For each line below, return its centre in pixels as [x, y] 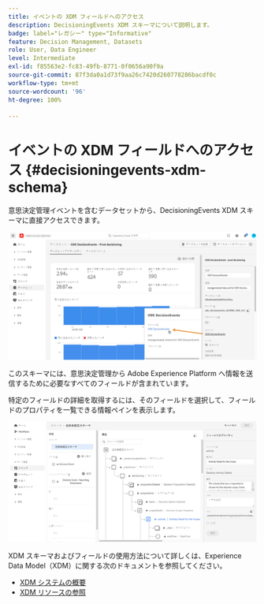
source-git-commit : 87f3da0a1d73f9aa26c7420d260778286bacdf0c [112, 75]
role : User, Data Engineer [52, 50]
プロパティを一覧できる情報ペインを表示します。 [100, 410]
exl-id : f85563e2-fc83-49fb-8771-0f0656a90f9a [86, 67]
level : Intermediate [42, 58]
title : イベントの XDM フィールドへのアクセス [76, 17]
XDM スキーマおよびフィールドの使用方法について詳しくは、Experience [125, 555]
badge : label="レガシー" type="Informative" [80, 33]
